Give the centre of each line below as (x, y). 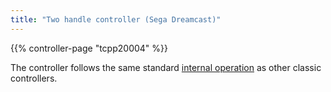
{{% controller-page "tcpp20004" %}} (89, 48)
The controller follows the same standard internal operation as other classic (166, 67)
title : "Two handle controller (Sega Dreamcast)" (116, 19)
